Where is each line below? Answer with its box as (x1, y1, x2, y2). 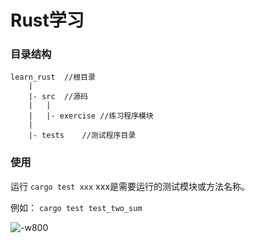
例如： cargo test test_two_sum (10, 201, 143, 213)
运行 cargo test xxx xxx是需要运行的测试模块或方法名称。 (10, 180, 251, 192)
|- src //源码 (28, 92, 89, 102)
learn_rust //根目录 (10, 72, 96, 83)
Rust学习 (10, 9, 85, 32)
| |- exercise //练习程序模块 (28, 111, 154, 121)
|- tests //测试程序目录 (28, 131, 137, 141)
